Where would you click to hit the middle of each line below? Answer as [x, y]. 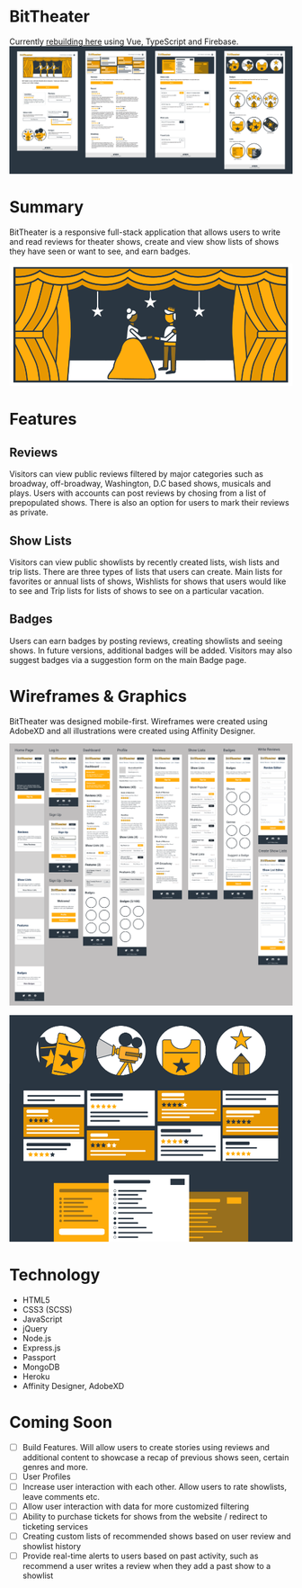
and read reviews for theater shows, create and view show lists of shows [144, 241]
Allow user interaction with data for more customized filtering [136, 1507]
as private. [29, 512]
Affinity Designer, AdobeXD [73, 1386]
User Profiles [46, 1476]
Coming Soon [61, 1422]
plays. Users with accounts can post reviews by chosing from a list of [138, 493]
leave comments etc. [61, 1497]
